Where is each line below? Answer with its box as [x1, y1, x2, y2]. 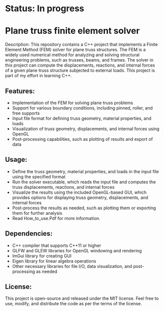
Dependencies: [5, 229, 53, 238]
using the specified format [12, 174, 66, 179]
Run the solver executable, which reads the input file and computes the [12, 179, 156, 185]
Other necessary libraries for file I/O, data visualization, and [12, 263, 132, 269]
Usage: [5, 155, 28, 164]
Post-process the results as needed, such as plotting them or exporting [12, 205, 156, 211]
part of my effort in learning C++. [5, 73, 72, 79]
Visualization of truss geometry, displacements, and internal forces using [12, 126, 160, 132]
